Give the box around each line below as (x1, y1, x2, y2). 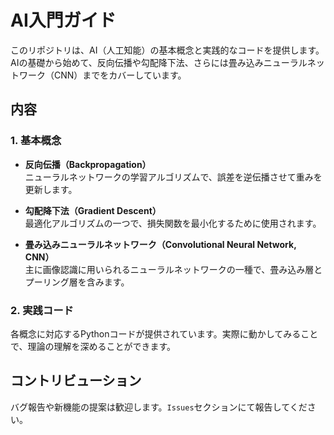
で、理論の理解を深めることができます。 (10, 340, 177, 352)
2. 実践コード (10, 303, 74, 317)
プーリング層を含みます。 (24, 276, 130, 288)
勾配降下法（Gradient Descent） (24, 204, 162, 216)
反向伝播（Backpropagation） (24, 158, 152, 170)
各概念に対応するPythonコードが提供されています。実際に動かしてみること (10, 327, 319, 340)
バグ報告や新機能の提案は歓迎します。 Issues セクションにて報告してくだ (10, 401, 308, 413)
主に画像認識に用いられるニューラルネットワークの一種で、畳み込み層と (24, 263, 323, 275)
